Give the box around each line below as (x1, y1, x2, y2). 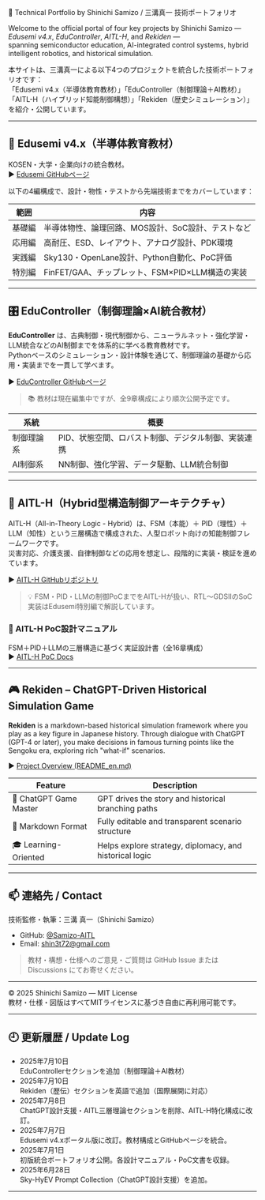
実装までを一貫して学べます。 (21, 359, 118, 370)
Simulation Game (8, 699, 95, 713)
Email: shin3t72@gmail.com (19, 939, 110, 949)
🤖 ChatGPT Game (12, 793, 77, 804)
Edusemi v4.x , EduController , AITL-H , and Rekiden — (8, 32, 181, 41)
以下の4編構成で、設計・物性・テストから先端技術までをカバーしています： (8, 186, 255, 196)
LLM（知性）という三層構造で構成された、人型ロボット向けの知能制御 (8, 529, 237, 538)
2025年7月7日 (19, 1126, 65, 1135)
